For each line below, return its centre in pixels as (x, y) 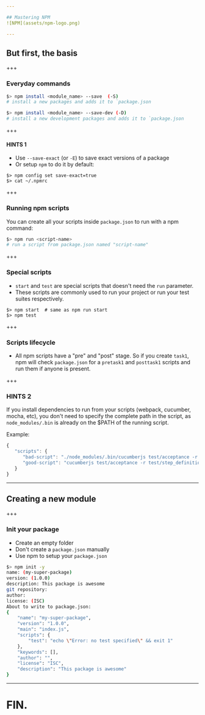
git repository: (27, 590)
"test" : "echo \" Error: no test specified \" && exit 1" (101, 640)
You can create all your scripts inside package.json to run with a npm (92, 221)
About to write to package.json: (49, 607)
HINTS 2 (19, 396)
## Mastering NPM (28, 17)
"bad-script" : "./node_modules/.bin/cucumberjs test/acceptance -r (110, 457)
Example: (18, 435)
